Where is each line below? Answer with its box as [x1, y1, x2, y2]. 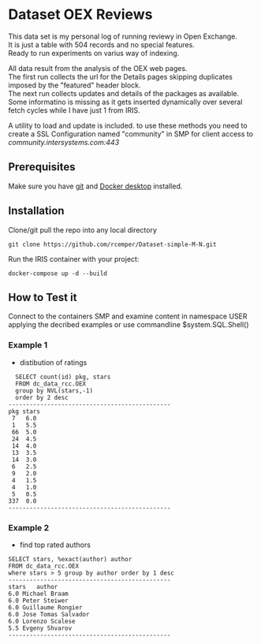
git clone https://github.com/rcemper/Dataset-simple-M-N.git [8, 240, 217, 248]
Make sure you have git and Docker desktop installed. [8, 181, 183, 191]
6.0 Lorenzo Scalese [8, 617, 76, 625]
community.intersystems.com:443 [8, 137, 120, 147]
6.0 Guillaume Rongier [8, 603, 83, 612]
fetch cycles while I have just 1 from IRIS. [8, 105, 140, 115]
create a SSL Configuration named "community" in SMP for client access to [8, 128, 254, 139]
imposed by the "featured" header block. [8, 80, 141, 90]
